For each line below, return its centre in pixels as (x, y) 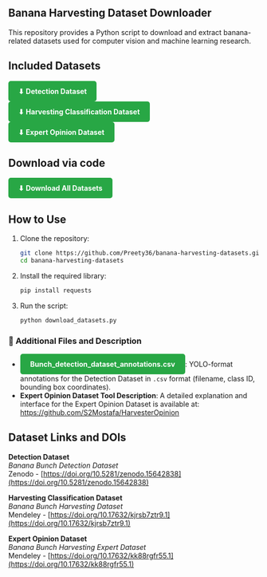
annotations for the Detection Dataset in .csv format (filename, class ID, (137, 379)
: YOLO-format (209, 364)
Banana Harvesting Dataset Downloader (110, 13)
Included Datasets (55, 66)
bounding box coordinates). (65, 387)
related (20, 41)
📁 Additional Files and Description (75, 341)
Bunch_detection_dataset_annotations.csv (102, 364)
